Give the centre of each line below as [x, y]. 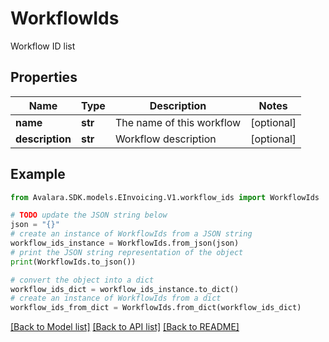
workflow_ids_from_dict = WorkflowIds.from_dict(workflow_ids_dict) [156, 308]
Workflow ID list [43, 46]
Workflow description [165, 139]
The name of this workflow [178, 122]
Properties [44, 77]
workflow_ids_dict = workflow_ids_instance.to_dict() [125, 289]
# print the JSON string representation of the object [127, 252]
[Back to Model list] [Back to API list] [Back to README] [125, 327]
